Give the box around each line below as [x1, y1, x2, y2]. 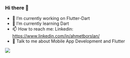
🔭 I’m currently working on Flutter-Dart [12, 16, 90, 21]
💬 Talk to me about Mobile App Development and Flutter [12, 39, 126, 44]
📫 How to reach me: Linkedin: [12, 26, 73, 32]
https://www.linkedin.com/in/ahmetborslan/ [12, 33, 100, 39]
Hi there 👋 [5, 4, 29, 11]
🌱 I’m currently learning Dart [12, 20, 69, 26]
